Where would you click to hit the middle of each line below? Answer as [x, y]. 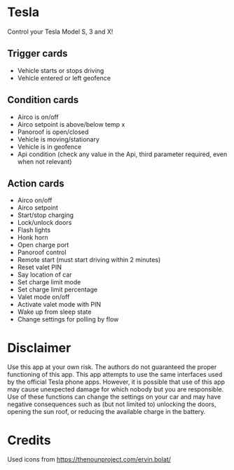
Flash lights [34, 230]
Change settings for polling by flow [68, 319]
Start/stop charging [46, 215]
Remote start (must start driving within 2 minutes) [89, 260]
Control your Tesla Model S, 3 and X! [60, 32]
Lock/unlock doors [44, 223]
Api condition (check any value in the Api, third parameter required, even [122, 154]
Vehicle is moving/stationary [58, 139]
